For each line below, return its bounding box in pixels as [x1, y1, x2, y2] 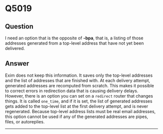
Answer [5, 59, 30, 68]
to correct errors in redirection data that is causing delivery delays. [5, 88, 138, 94]
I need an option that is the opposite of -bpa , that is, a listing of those [5, 35, 144, 41]
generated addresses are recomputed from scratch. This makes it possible [5, 83, 154, 88]
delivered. [5, 46, 25, 51]
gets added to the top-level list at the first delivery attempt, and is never [5, 103, 148, 109]
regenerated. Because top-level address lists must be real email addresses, [5, 108, 156, 114]
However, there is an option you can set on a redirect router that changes [5, 93, 153, 99]
